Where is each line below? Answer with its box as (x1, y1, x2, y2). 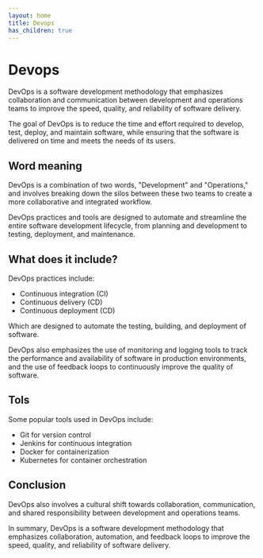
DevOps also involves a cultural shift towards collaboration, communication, (8, 499, 256, 509)
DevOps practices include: (8, 273, 95, 283)
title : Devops (8, 19, 55, 27)
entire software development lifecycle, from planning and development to (8, 221, 248, 231)
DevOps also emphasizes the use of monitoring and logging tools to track (8, 345, 248, 355)
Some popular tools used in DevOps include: (8, 414, 154, 424)
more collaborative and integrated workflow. (8, 197, 153, 207)
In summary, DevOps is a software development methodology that (8, 523, 224, 533)
